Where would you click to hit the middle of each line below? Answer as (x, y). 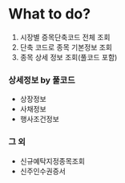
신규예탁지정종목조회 (52, 161)
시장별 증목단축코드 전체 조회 (65, 37)
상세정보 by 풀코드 (42, 79)
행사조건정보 (40, 119)
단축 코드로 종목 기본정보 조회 (66, 47)
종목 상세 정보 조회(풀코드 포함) (69, 57)
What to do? (49, 14)
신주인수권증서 (42, 171)
